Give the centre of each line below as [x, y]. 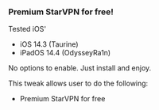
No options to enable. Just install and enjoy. [80, 68]
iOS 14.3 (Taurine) [49, 44]
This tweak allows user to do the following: [78, 83]
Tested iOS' [27, 29]
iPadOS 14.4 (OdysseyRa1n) [65, 53]
